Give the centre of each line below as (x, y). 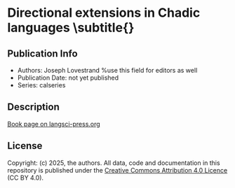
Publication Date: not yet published (68, 78)
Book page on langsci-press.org (54, 124)
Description (33, 107)
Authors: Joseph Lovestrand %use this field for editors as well (107, 70)
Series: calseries (41, 85)
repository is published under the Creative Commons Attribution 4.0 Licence (117, 170)
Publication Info (43, 53)
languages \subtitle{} (71, 28)
